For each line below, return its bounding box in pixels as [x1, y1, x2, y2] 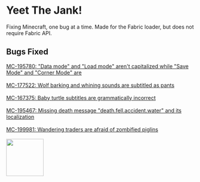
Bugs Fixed [6, 47, 49, 57]
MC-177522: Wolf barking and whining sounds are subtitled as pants [6, 81, 175, 89]
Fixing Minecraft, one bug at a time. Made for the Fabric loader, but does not [6, 23, 194, 30]
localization [6, 113, 35, 120]
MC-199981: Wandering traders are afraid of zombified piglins [6, 125, 158, 133]
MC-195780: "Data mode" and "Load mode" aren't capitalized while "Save [6, 62, 189, 70]
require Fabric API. [6, 29, 53, 36]
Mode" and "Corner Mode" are [6, 69, 82, 76]
